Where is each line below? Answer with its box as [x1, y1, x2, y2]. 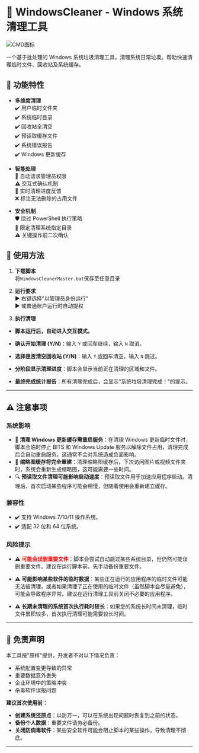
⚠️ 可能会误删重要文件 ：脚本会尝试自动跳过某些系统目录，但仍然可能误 [14, 555, 188, 562]
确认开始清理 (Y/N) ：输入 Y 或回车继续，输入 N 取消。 [14, 340, 145, 347]
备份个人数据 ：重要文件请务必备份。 [14, 719, 104, 726]
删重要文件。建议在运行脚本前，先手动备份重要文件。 [14, 563, 145, 570]
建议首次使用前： [6, 699, 48, 706]
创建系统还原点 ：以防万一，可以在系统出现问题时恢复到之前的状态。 [14, 711, 181, 719]
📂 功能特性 [6, 80, 44, 90]
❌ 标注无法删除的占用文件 [14, 194, 78, 202]
